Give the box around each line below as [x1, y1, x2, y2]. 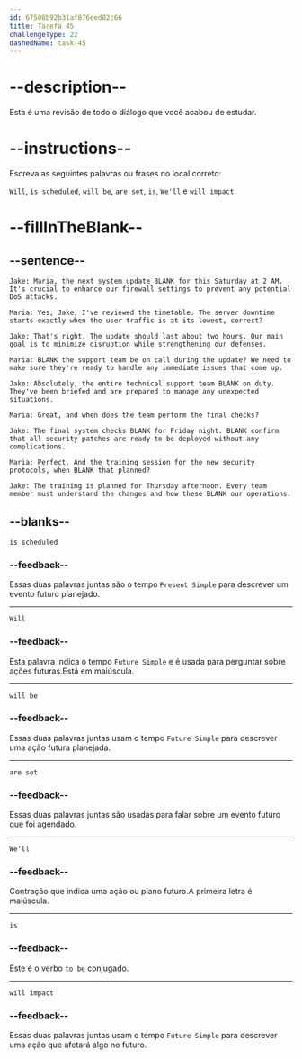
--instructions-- [9, 139, 132, 158]
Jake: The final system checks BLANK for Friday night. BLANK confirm [9, 427, 280, 436]
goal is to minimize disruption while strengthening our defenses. [9, 339, 268, 349]
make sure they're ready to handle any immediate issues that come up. [9, 364, 283, 373]
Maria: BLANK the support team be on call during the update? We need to [9, 356, 292, 365]
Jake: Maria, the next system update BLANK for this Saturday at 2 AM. [9, 276, 283, 286]
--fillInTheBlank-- [9, 217, 144, 238]
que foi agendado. [9, 819, 77, 829]
